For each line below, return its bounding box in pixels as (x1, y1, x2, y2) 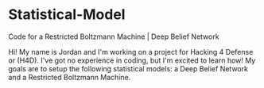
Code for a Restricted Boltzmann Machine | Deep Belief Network (8, 32, 220, 41)
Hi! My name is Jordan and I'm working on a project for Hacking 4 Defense (8, 47, 254, 56)
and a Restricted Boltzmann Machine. (8, 72, 131, 82)
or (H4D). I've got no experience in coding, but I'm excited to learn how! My (8, 55, 256, 65)
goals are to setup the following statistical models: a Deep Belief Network (8, 63, 249, 73)
